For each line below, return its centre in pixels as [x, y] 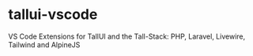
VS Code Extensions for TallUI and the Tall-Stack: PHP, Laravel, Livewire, [127, 36]
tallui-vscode [53, 15]
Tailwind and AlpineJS [44, 44]
